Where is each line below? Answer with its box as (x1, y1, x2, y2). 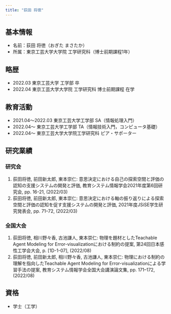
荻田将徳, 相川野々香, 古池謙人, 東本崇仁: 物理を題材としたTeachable (12, 234, 158, 241)
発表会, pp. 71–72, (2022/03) (17, 208, 78, 214)
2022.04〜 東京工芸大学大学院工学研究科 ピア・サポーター (12, 130, 137, 136)
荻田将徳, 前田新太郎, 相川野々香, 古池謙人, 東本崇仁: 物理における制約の (12, 254, 165, 260)
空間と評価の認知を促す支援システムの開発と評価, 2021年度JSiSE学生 (12, 201, 159, 208)
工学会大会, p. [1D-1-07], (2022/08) (17, 247, 92, 254)
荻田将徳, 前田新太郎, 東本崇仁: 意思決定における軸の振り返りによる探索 (12, 195, 164, 201)
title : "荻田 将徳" (5, 7, 44, 13)
